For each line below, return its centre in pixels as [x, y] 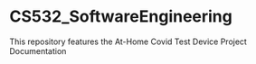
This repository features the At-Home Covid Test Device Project [128, 41]
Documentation [38, 50]
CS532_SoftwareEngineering [121, 17]
